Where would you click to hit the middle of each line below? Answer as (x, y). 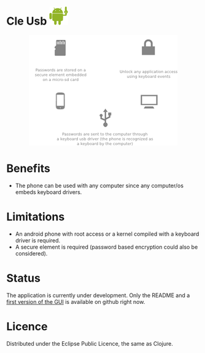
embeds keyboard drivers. (48, 192)
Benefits (29, 169)
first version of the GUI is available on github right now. (76, 301)
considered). (31, 253)
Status (24, 278)
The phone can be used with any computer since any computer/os (99, 185)
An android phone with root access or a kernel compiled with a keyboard (107, 234)
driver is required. (38, 240)
